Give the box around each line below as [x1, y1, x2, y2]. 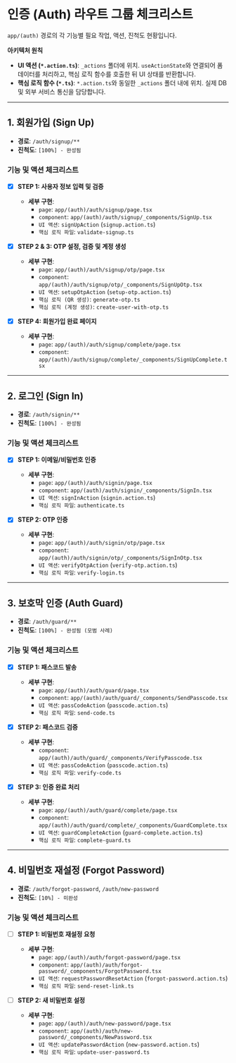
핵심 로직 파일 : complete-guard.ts [38, 835, 131, 844]
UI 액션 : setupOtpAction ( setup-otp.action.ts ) [38, 288, 172, 296]
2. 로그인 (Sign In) [7, 390, 84, 402]
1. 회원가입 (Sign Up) [7, 117, 95, 129]
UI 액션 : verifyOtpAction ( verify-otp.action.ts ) [38, 561, 178, 570]
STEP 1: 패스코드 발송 [17, 663, 77, 671]
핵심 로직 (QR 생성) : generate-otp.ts [38, 295, 140, 304]
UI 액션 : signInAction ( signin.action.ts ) [38, 493, 156, 502]
